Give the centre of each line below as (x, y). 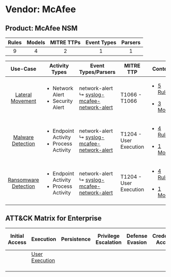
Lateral (23, 94)
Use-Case (23, 69)
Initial (17, 236)
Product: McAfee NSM (41, 28)
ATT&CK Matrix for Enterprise (53, 218)
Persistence (76, 239)
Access (17, 242)
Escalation (109, 242)
